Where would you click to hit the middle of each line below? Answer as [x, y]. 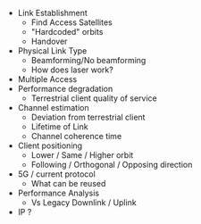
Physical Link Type [52, 51]
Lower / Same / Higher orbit [82, 155]
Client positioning [50, 145]
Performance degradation [65, 89]
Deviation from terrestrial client [88, 117]
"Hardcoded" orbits [67, 32]
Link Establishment [52, 13]
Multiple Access [47, 79]
